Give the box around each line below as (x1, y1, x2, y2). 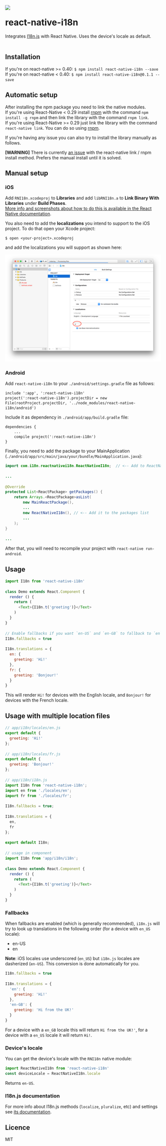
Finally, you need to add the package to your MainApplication (5, 448, 130, 454)
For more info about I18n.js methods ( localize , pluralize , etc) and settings (5, 1103, 158, 1110)
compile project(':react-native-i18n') (14, 434, 96, 439)
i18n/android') (5, 406, 37, 411)
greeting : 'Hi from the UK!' (14, 1007, 74, 1012)
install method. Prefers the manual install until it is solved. (5, 154, 122, 160)
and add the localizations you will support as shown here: (5, 244, 122, 250)
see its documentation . (5, 1109, 52, 1115)
